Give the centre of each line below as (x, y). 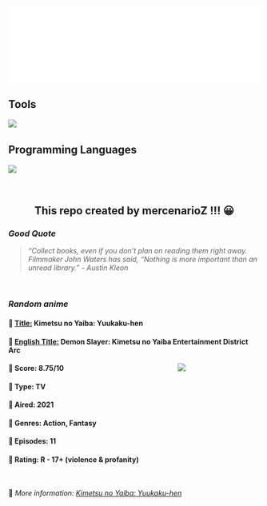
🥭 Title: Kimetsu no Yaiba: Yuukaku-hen (76, 323)
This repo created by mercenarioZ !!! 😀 (134, 211)
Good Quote (32, 233)
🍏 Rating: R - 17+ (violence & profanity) (74, 460)
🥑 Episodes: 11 (32, 441)
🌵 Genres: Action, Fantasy (53, 423)
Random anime (38, 304)
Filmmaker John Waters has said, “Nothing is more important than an (143, 259)
